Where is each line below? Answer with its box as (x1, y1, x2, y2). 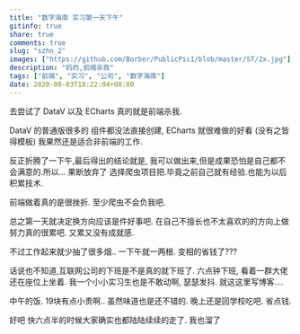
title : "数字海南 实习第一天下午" (9, 13, 124, 22)
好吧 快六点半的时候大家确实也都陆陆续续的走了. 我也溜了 (9, 314, 221, 325)
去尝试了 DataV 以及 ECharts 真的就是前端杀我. (9, 105, 182, 117)
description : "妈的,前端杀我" (9, 64, 114, 73)
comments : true (9, 38, 66, 48)
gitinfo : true (9, 22, 63, 31)
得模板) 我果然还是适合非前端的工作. (9, 136, 144, 146)
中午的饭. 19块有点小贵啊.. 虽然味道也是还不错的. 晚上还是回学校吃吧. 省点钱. (9, 295, 292, 306)
